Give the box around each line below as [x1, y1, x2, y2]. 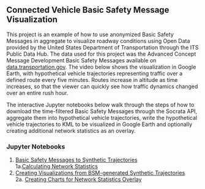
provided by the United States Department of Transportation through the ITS [6, 43, 199, 51]
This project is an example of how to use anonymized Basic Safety [6, 31, 174, 38]
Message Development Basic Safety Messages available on [6, 56, 157, 64]
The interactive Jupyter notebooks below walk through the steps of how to [6, 101, 195, 108]
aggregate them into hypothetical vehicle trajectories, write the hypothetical [6, 114, 198, 121]
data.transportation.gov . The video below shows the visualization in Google [6, 63, 196, 70]
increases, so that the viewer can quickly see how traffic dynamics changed [6, 83, 198, 90]
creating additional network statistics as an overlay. [6, 127, 136, 134]
